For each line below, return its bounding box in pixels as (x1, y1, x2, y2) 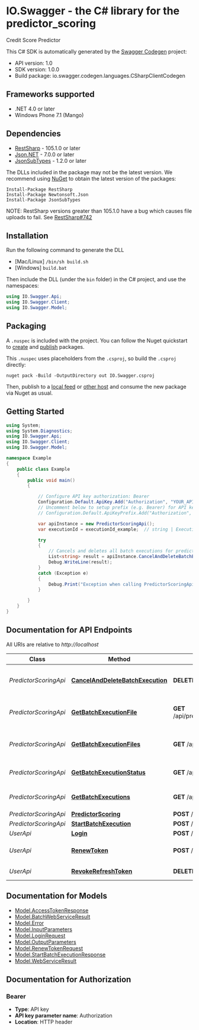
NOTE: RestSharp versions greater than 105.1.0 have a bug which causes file (6, 207, 192, 215)
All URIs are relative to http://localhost (6, 641, 99, 648)
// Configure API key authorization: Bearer (37, 493, 150, 500)
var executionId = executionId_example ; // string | (37, 526, 174, 533)
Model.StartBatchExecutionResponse (14, 951, 106, 958)
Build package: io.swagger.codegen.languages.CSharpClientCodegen (14, 72, 185, 79)
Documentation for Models (6, 891, 108, 901)
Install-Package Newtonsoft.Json (6, 191, 89, 197)
